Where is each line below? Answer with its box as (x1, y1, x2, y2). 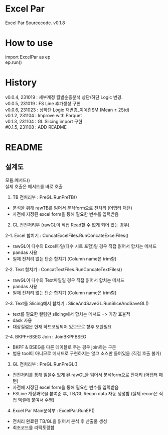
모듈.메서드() (5, 177, 30, 183)
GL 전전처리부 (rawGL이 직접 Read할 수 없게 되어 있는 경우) (12, 222, 130, 228)
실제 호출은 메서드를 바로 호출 (5, 183, 63, 189)
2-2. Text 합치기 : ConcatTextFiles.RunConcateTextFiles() (5, 266, 122, 272)
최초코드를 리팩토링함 (12, 424, 55, 430)
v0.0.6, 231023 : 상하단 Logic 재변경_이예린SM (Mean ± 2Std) (5, 107, 130, 113)
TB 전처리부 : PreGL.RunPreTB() (12, 194, 77, 200)
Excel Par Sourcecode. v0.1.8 (5, 20, 65, 26)
